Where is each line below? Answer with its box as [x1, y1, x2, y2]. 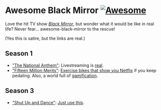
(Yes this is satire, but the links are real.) [5, 35, 85, 41]
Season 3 [5, 87, 34, 95]
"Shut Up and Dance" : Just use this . [12, 99, 85, 105]
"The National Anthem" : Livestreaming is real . [12, 62, 104, 68]
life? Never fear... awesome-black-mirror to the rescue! [5, 26, 115, 31]
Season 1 [5, 49, 33, 58]
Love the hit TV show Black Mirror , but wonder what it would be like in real [5, 21, 154, 27]
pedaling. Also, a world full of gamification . [12, 73, 98, 79]
